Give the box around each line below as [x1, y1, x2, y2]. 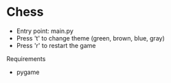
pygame [16, 68, 40, 76]
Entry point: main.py [16, 27, 73, 35]
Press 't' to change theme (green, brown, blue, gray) [16, 34, 166, 42]
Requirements [6, 54, 46, 62]
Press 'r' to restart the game [16, 41, 96, 49]
